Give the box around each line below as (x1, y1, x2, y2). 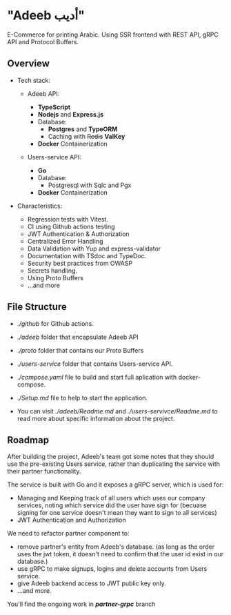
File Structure (7, 301, 67, 313)
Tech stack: (17, 76, 50, 84)
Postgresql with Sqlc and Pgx (48, 181, 132, 189)
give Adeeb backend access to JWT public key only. (17, 579, 167, 587)
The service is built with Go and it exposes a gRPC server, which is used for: (7, 480, 224, 489)
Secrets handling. (27, 266, 78, 275)
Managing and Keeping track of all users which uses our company (17, 494, 205, 502)
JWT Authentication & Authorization (27, 229, 130, 238)
